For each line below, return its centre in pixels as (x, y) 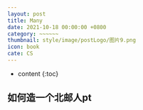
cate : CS (20, 54)
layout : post (27, 14)
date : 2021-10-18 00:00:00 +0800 (57, 27)
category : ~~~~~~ (33, 34)
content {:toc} (38, 73)
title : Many (25, 21)
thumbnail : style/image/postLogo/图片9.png (72, 40)
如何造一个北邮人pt (49, 98)
